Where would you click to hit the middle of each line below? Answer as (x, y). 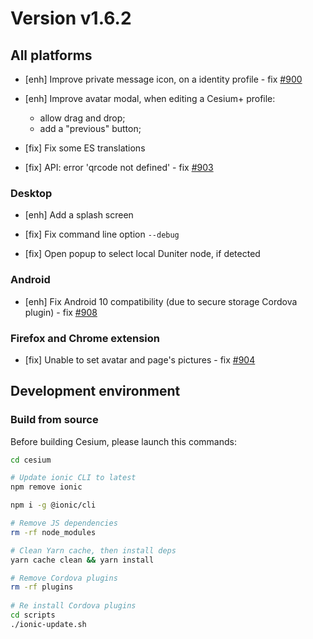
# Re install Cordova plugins (73, 606)
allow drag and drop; (82, 118)
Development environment (95, 391)
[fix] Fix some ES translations (85, 148)
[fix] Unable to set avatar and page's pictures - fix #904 (140, 359)
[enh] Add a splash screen (79, 215)
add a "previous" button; (90, 128)
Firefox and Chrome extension (85, 338)
